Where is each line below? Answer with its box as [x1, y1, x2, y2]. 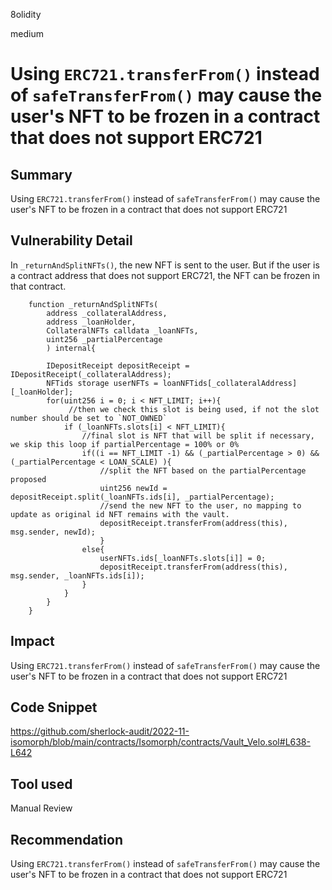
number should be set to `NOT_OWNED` [10, 413, 168, 423]
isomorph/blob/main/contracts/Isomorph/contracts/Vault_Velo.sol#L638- [10, 736, 311, 748]
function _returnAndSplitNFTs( [28, 299, 159, 309]
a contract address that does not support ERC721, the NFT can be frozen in [10, 269, 321, 281]
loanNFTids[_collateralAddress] [162, 378, 298, 388]
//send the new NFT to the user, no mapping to [99, 500, 302, 511]
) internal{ [46, 343, 97, 353]
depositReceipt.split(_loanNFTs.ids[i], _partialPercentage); [10, 492, 275, 502]
